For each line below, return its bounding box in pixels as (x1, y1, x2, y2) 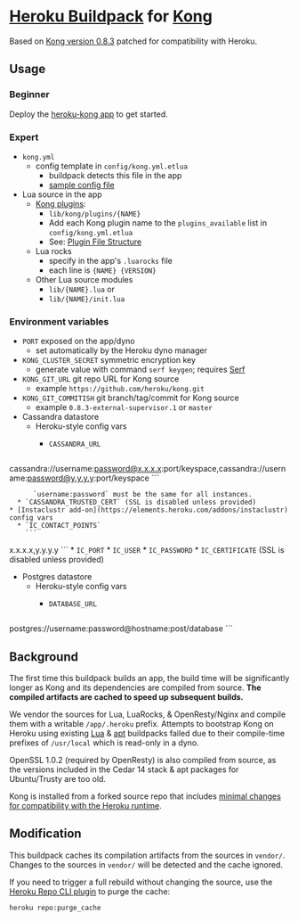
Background (9, 649, 78, 664)
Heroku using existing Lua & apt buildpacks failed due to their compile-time (9, 728, 286, 739)
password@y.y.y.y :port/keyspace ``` (27, 473, 159, 483)
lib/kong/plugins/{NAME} (48, 210, 141, 218)
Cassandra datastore (21, 412, 100, 423)
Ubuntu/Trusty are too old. (9, 774, 107, 785)
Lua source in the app (21, 189, 102, 200)
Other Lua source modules (35, 274, 133, 284)
